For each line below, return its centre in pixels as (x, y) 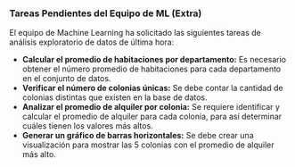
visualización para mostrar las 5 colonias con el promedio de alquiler (148, 145)
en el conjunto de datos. (66, 79)
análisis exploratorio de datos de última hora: (92, 42)
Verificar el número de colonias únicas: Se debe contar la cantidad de (152, 88)
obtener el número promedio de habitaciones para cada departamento (152, 69)
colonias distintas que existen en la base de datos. (115, 97)
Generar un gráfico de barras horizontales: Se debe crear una (138, 136)
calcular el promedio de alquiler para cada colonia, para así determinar (152, 117)
